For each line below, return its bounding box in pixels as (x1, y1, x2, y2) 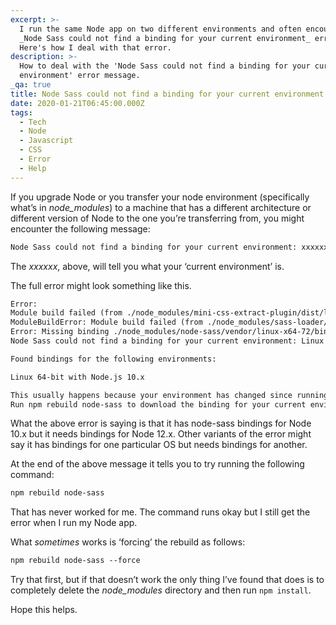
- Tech (19, 117, 47, 127)
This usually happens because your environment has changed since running (10, 390, 329, 400)
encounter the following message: (10, 222, 151, 235)
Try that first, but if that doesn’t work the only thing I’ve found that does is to (10, 574, 325, 586)
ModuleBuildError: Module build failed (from (10, 317, 203, 328)
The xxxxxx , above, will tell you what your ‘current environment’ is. (10, 260, 285, 272)
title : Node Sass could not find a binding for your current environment (10, 89, 325, 99)
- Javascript (19, 136, 74, 146)
